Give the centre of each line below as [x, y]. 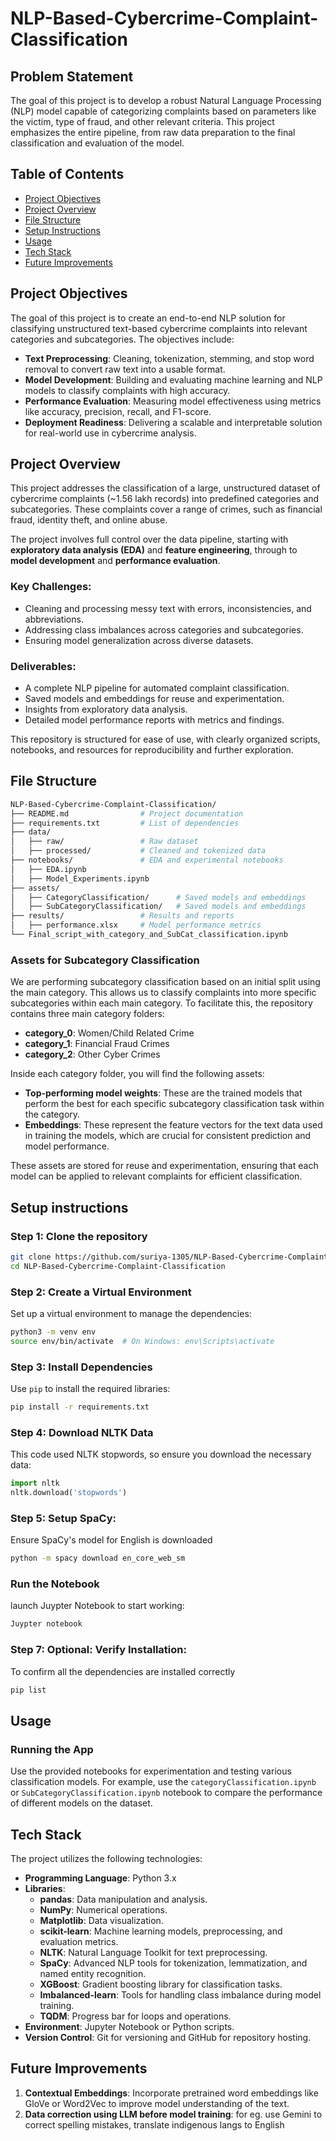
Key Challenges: [51, 587]
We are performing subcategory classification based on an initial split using [165, 982]
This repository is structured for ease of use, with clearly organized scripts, [165, 739]
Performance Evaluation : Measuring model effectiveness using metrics [173, 401]
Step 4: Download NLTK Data [82, 1432]
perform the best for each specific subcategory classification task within [174, 1104]
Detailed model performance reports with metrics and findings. [154, 720]
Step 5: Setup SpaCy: [63, 1518]
